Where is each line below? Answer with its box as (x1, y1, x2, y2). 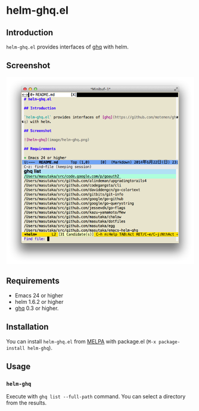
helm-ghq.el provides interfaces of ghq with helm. (6, 43, 129, 50)
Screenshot (6, 60, 51, 71)
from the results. (6, 399, 47, 407)
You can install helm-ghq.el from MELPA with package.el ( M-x (6, 337, 157, 345)
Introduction (6, 28, 54, 38)
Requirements (6, 276, 60, 286)
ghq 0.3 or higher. (14, 305, 59, 312)
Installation (6, 322, 49, 332)
